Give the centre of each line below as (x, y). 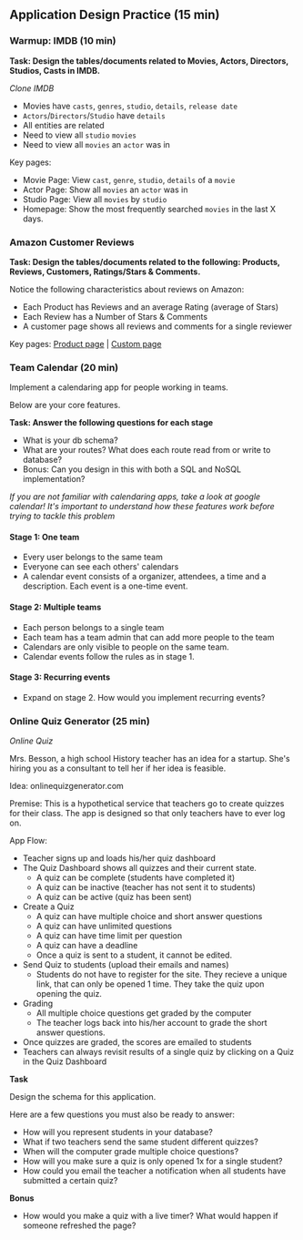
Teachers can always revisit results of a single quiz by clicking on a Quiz (158, 1052)
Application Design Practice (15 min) (115, 15)
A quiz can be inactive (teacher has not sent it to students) (146, 887)
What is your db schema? (70, 440)
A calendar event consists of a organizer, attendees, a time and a (144, 577)
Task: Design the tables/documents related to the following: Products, (145, 261)
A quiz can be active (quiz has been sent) (114, 897)
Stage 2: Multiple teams (56, 607)
